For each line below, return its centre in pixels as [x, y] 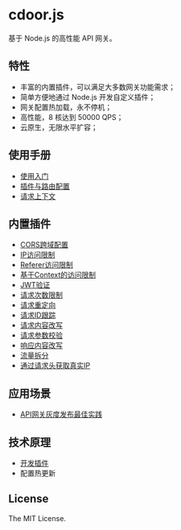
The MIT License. [37, 518]
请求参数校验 [41, 335]
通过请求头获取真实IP [55, 366]
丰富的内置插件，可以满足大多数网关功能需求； [97, 87]
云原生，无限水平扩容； [59, 127]
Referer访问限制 [47, 265]
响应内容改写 [41, 346]
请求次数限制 [41, 295]
